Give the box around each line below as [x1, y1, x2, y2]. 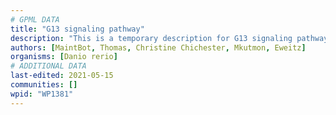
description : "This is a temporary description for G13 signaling [10, 33, 293, 43]
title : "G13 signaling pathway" [10, 24, 145, 34]
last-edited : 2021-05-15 [10, 71, 114, 81]
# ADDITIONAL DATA [10, 61, 87, 71]
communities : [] [10, 80, 78, 90]
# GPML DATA [10, 14, 60, 25]
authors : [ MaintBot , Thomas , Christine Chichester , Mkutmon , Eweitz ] [10, 42, 307, 53]
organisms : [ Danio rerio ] [10, 52, 118, 62]
